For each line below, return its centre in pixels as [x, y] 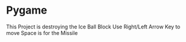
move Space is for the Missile [42, 33]
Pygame [27, 10]
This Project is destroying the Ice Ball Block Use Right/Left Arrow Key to [93, 27]
